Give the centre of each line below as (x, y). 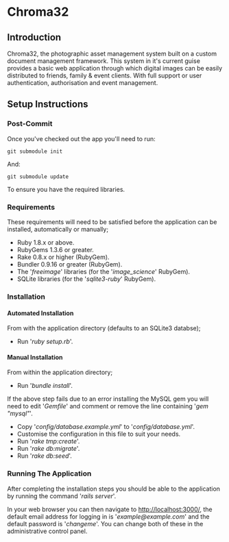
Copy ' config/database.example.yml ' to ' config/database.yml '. (106, 427)
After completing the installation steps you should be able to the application (114, 489)
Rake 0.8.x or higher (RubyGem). (63, 257)
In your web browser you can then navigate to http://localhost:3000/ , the (110, 509)
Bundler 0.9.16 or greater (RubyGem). (70, 264)
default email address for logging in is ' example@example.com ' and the (108, 516)
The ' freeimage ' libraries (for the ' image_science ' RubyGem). (104, 271)
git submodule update (38, 176)
